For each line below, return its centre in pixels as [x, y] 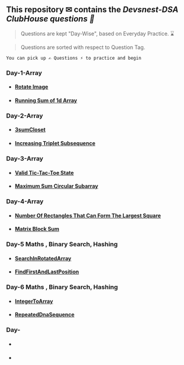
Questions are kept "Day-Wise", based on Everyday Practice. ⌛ [97, 33]
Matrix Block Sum [37, 229]
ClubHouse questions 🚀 [50, 19]
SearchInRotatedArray [43, 258]
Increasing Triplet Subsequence [55, 144]
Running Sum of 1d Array [46, 100]
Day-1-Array [24, 73]
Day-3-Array [25, 158]
